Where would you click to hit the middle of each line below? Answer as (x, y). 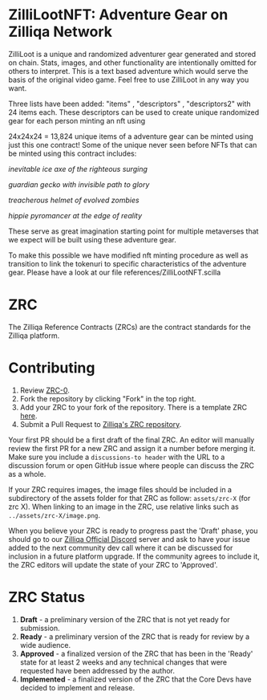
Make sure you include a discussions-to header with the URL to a (117, 457)
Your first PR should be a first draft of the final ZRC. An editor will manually (131, 440)
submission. (40, 628)
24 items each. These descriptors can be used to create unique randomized (134, 112)
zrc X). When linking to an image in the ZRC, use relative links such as (123, 507)
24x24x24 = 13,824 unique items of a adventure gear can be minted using (131, 136)
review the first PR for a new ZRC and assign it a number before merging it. (132, 448)
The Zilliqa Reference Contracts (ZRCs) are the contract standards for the (129, 327)
